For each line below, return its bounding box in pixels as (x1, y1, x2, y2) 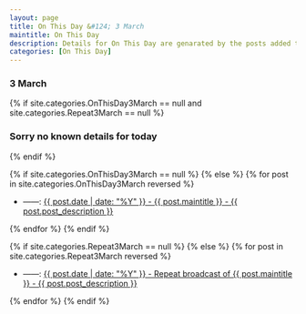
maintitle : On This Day (9, 30, 100, 39)
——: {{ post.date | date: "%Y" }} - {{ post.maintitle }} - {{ (22, 196, 239, 207)
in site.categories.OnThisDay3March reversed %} (9, 178, 195, 189)
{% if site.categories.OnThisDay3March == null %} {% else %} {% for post (9, 168, 289, 179)
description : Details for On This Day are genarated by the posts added (9, 38, 291, 48)
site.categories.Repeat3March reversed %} (9, 250, 171, 261)
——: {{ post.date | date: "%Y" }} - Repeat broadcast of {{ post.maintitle (22, 268, 293, 279)
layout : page (9, 13, 59, 23)
